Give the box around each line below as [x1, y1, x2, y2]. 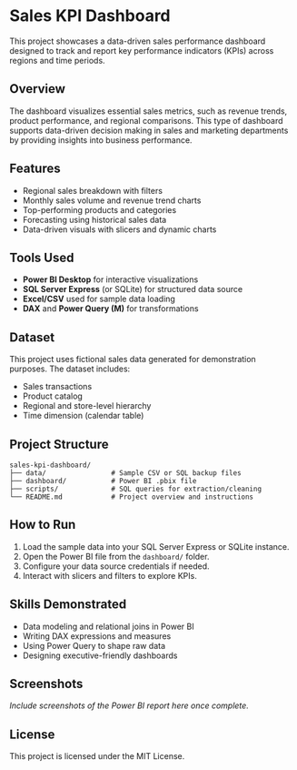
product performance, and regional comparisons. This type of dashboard [9, 115, 283, 126]
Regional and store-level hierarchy [22, 400, 152, 411]
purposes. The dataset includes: [9, 363, 131, 374]
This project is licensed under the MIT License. [9, 751, 185, 762]
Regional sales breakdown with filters [22, 185, 163, 196]
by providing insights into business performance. [9, 134, 193, 146]
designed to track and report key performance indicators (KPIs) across [9, 45, 274, 56]
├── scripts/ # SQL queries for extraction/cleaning [9, 484, 262, 493]
